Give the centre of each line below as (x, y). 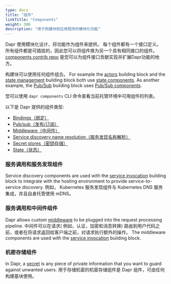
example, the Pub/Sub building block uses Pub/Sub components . (74, 85)
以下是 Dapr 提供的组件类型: (35, 107)
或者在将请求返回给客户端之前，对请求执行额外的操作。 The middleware (90, 232)
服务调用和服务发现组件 (34, 164)
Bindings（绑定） (31, 118)
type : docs (17, 10)
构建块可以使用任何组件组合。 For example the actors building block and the (86, 74)
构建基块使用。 (21, 276)
